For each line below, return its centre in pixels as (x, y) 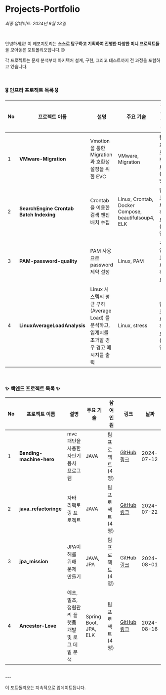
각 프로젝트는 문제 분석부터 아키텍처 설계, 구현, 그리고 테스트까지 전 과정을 (76, 60)
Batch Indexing (38, 215)
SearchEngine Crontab (47, 209)
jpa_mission (34, 561)
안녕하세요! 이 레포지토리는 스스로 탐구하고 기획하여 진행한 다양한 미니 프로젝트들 (82, 44)
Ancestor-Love (38, 626)
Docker (126, 206)
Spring (93, 616)
